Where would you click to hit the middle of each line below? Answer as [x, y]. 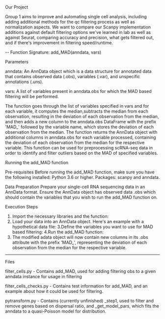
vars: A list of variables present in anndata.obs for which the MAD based [78, 91]
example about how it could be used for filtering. [54, 291]
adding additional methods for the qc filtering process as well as [70, 22]
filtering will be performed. [32, 96]
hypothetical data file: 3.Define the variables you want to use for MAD [82, 227]
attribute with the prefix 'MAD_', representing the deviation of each [80, 242]
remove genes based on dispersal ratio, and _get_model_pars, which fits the [82, 306]
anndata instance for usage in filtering [43, 276]
